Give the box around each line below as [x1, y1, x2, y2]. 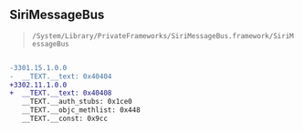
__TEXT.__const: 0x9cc [21, 114, 108, 124]
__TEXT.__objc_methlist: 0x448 [21, 106, 141, 115]
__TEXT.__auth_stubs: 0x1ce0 [21, 97, 132, 107]
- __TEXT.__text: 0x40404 [9, 72, 112, 81]
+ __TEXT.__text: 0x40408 [9, 88, 112, 98]
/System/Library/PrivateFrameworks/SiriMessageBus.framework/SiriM [31, 31, 294, 40]
